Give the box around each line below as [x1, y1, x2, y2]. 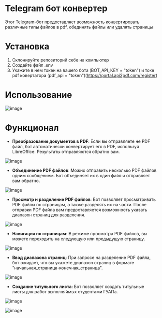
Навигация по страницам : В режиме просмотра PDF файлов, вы [12, 230, 147, 236]
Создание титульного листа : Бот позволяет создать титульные [12, 284, 144, 289]
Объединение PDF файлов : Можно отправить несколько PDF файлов [12, 167, 157, 173]
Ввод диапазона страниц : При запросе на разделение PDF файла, [12, 255, 151, 260]
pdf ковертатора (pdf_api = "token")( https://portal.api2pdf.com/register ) [12, 72, 158, 78]
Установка [5, 41, 50, 52]
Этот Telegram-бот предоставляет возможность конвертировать [5, 19, 140, 25]
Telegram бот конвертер [5, 3, 108, 14]
